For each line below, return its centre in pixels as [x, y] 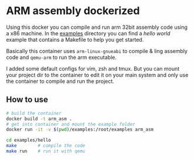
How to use [27, 100]
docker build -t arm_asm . [39, 119]
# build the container [34, 113]
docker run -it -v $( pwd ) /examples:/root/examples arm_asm [80, 130]
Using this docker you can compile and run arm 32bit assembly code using [97, 27]
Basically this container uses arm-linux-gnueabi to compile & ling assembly [97, 51]
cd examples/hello [29, 140]
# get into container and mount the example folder [71, 124]
